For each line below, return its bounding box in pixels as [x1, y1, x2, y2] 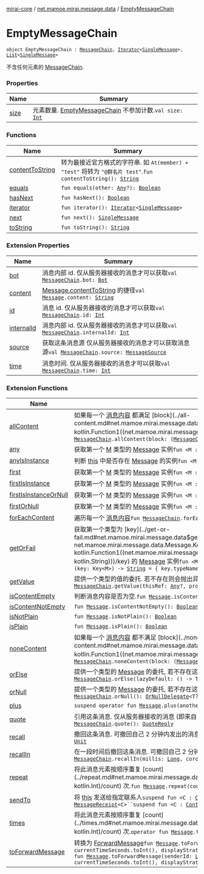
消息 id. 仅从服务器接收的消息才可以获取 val [42, 303, 165, 312]
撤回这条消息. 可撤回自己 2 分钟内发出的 [73, 730, 188, 739]
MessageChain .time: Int [42, 367, 111, 374]
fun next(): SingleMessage [61, 214, 139, 221]
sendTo [9, 796, 31, 805]
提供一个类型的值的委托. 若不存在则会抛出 [73, 575, 193, 583]
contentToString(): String [61, 175, 139, 182]
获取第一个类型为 [73, 525, 123, 534]
